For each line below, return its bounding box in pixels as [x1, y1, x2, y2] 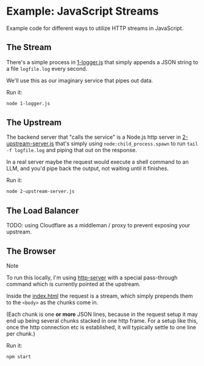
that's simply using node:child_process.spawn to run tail [55, 140, 199, 147]
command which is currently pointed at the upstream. [6, 280, 141, 288]
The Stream [6, 42, 52, 53]
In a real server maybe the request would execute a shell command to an [6, 158, 189, 166]
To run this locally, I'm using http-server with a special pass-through [6, 274, 178, 281]
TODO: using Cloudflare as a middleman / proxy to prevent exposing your [6, 222, 191, 229]
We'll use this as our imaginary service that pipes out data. [6, 76, 153, 84]
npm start [6, 353, 32, 360]
